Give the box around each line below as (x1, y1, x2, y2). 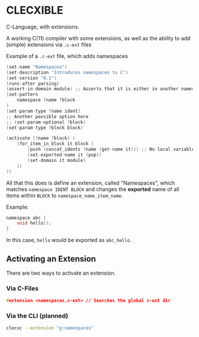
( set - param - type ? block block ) (6, 125, 84, 131)
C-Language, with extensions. (6, 23, 80, 30)
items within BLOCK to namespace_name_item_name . (6, 192, 123, 199)
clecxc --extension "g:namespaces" (6, 325, 94, 331)
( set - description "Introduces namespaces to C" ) (6, 69, 129, 75)
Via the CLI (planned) (6, 312, 69, 320)
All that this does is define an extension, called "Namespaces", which (6, 179, 175, 186)
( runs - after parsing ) (6, 81, 60, 87)
